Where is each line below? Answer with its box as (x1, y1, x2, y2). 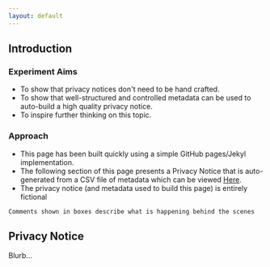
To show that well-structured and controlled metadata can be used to (19, 93, 251, 103)
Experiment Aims (8, 66, 78, 77)
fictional (19, 192, 48, 201)
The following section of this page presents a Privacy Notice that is (19, 166, 244, 176)
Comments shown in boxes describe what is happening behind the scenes (8, 207, 255, 215)
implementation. (19, 157, 74, 167)
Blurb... (8, 251, 32, 261)
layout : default (8, 11, 63, 20)
